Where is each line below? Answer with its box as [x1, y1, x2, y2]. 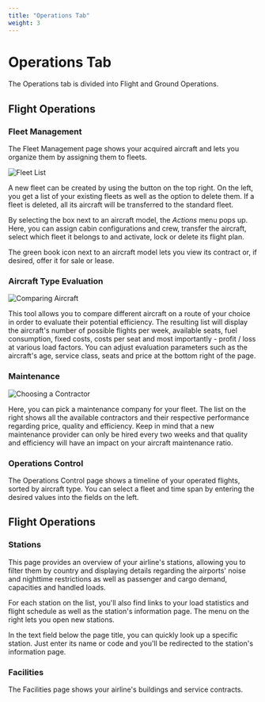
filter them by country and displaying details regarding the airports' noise [8, 566, 247, 575]
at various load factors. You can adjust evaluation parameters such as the [8, 342, 248, 353]
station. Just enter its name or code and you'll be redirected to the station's [8, 639, 254, 648]
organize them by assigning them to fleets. [8, 152, 148, 162]
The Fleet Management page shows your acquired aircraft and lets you [8, 144, 240, 154]
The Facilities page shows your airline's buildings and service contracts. [8, 685, 244, 694]
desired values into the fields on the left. [8, 493, 139, 502]
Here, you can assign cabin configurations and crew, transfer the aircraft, [8, 223, 247, 234]
